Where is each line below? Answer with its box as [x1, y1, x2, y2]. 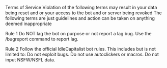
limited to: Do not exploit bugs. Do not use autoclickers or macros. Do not [5, 51, 159, 57]
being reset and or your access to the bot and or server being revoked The [5, 10, 162, 16]
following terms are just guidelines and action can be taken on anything [5, 15, 155, 21]
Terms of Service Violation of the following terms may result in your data [5, 5, 157, 10]
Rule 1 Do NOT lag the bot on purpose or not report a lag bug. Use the [5, 31, 152, 36]
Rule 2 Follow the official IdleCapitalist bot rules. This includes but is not [5, 46, 156, 52]
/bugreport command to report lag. [5, 36, 79, 42]
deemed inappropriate [5, 20, 52, 27]
